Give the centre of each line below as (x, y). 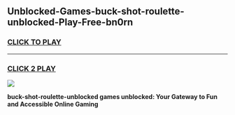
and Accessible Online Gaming (53, 104)
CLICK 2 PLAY (31, 68)
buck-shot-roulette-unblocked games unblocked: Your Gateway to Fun (113, 96)
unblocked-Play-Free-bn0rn (70, 23)
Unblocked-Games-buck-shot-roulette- (96, 11)
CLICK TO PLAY (34, 43)
